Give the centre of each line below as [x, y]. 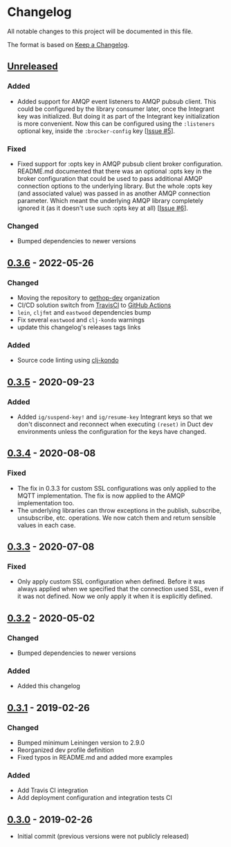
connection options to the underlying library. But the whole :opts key [115, 186]
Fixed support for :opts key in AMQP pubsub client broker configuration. [120, 164]
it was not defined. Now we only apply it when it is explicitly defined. [115, 596]
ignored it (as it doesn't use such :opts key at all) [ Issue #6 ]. [103, 208]
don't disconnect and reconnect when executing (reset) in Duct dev [115, 424]
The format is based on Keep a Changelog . [68, 44]
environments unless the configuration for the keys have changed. [112, 431]
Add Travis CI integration [53, 790]
